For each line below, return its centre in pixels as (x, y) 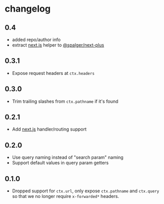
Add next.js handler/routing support (49, 129)
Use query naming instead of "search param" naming (68, 157)
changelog (28, 9)
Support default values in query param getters (60, 163)
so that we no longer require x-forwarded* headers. (66, 196)
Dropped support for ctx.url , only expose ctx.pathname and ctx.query (86, 191)
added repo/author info (36, 39)
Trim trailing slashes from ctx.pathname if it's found (65, 101)
